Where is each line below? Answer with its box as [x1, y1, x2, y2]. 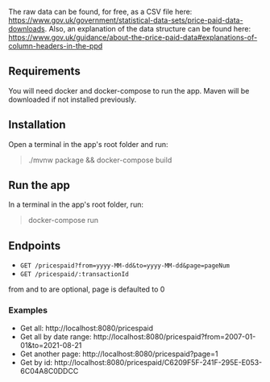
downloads [8, 24, 46, 33]
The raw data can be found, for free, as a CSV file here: [8, 7, 193, 16]
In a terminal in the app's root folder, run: [8, 199, 143, 209]
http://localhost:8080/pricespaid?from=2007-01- [93, 331, 256, 342]
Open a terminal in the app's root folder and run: [8, 139, 168, 149]
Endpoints [8, 238, 61, 253]
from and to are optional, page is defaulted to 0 [8, 284, 165, 294]
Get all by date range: [19, 331, 92, 342]
